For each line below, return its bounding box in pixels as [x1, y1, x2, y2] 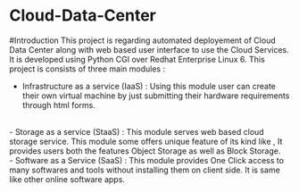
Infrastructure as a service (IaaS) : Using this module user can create [21, 80, 277, 91]
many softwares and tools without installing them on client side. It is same [9, 164, 281, 175]
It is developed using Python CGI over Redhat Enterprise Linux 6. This [9, 54, 265, 64]
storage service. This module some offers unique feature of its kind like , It [9, 136, 283, 147]
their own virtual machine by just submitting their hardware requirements [21, 90, 290, 101]
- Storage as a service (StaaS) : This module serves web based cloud [9, 126, 265, 137]
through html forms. [21, 99, 96, 110]
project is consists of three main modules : [9, 63, 166, 74]
